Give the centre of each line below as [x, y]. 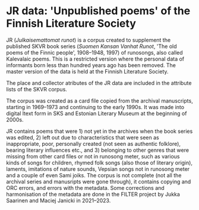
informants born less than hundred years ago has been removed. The [91, 65]
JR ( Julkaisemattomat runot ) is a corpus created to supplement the [89, 40]
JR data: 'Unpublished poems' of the [98, 11]
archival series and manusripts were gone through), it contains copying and [99, 182]
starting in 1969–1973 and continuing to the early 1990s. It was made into [95, 107]
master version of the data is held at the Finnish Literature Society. [87, 71]
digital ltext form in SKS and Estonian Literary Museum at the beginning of [97, 113]
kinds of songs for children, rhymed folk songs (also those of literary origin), [99, 163]
